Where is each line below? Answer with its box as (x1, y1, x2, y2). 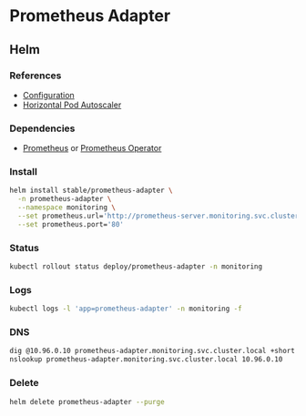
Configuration (22, 89, 75, 100)
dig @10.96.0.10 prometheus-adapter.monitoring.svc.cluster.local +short (9, 347, 296, 356)
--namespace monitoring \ (17, 203, 117, 212)
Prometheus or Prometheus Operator (22, 143, 162, 154)
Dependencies (9, 122, 76, 135)
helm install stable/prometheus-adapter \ (9, 186, 173, 196)
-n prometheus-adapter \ (17, 195, 112, 204)
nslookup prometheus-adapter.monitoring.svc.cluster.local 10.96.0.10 (9, 355, 283, 364)
